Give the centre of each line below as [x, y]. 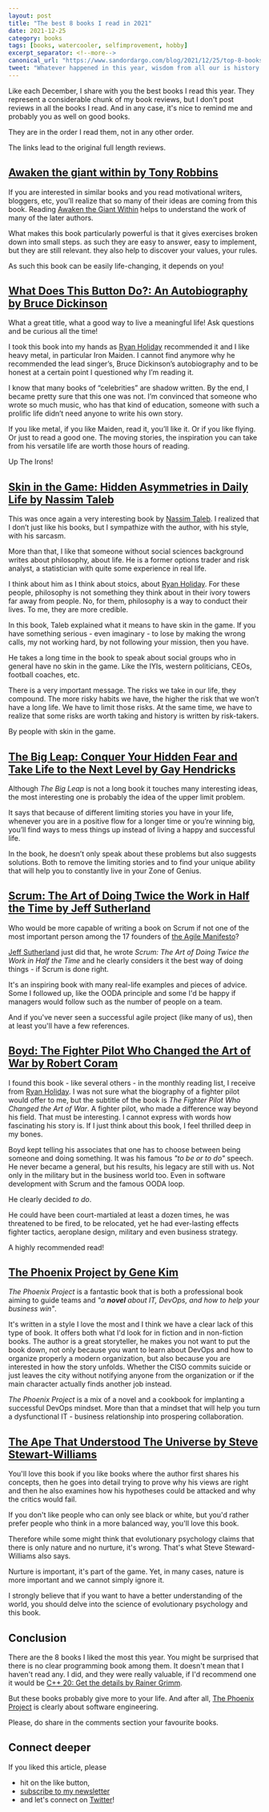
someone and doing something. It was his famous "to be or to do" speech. [131, 1158]
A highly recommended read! [56, 1247]
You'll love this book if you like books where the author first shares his [124, 1474]
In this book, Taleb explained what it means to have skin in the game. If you [132, 625]
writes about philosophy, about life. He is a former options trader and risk [129, 560]
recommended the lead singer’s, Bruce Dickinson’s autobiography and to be [133, 364]
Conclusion [38, 1638]
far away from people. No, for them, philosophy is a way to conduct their [128, 601]
